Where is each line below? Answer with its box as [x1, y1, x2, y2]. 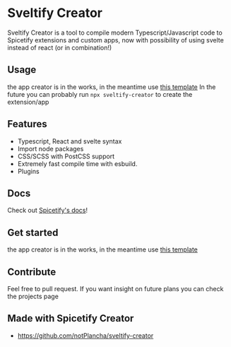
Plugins [17, 167, 40, 175]
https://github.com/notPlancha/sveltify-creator [17, 331, 154, 340]
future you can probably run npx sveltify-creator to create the [7, 90, 193, 98]
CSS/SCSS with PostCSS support [17, 152, 115, 160]
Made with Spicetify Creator [7, 312, 134, 324]
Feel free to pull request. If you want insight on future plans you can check [7, 285, 224, 293]
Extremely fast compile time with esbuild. [17, 159, 138, 167]
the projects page [7, 292, 59, 300]
